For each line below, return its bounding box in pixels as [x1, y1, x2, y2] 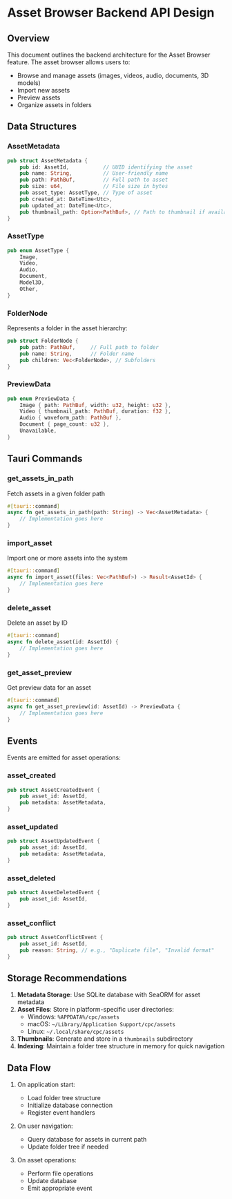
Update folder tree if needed [27, 1142, 109, 1151]
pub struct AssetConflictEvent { [7, 934, 104, 941]
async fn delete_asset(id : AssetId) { [7, 638, 119, 645]
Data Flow [7, 1062, 51, 1074]
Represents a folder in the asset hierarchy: [7, 324, 128, 332]
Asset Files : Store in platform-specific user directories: [17, 1006, 174, 1014]
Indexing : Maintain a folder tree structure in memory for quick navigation [17, 1042, 225, 1050]
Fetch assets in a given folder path [7, 489, 106, 498]
